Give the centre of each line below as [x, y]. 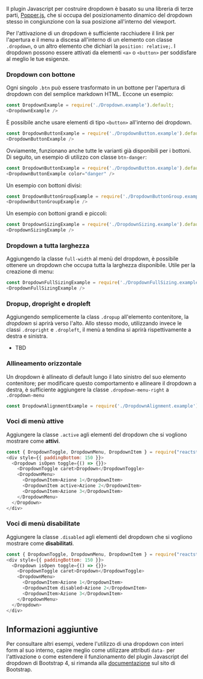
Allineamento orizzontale [44, 364]
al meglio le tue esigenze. [38, 59]
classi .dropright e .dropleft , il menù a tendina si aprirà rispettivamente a [99, 330]
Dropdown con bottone [41, 74]
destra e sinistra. [27, 336]
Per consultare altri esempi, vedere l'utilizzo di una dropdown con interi [95, 644]
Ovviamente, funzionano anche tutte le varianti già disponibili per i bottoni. [99, 150]
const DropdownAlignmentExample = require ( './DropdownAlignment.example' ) [102, 406]
